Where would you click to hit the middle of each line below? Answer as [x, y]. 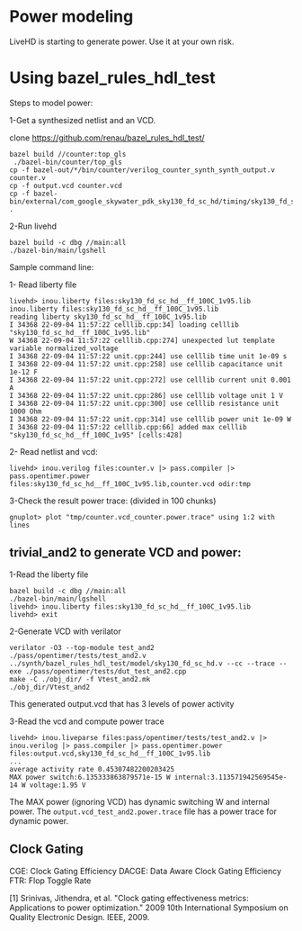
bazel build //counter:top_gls [68, 154]
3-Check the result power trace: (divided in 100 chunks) [113, 501]
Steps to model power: [51, 103]
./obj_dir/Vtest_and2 [50, 687]
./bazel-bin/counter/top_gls [68, 162]
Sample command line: [52, 267]
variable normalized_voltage [64, 348]
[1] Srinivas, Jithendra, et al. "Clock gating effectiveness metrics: [129, 898]
